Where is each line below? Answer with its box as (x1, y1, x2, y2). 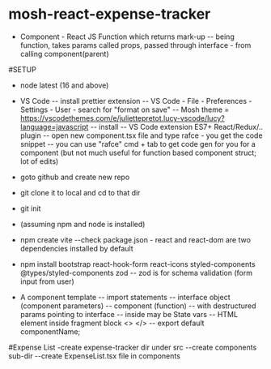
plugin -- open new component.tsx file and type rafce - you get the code (19, 131, 263, 140)
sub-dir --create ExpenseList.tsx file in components (8, 350, 180, 361)
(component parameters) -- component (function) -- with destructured (19, 301, 256, 311)
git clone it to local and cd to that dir (19, 187, 141, 197)
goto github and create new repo (19, 172, 130, 182)
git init (19, 204, 41, 213)
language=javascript (19, 122, 89, 131)
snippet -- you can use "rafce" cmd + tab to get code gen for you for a (19, 139, 256, 148)
